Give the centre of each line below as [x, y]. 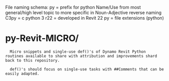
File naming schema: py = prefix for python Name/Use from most [73, 7]
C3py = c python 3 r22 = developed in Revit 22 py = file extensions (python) [85, 18]
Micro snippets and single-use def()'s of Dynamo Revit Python [78, 52]
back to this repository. [32, 60]
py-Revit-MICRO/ [42, 38]
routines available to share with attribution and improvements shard [81, 56]
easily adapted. [22, 73]
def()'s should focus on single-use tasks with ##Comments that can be [87, 69]
